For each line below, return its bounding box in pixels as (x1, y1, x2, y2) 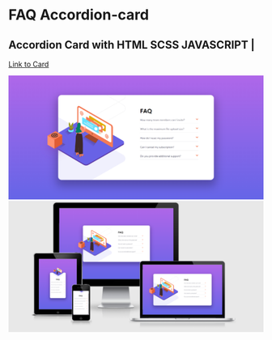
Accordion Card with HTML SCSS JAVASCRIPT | (8, 38, 255, 52)
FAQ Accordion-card (8, 6, 150, 24)
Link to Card (8, 59, 49, 69)
